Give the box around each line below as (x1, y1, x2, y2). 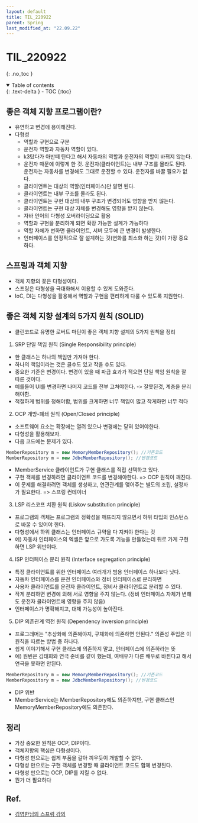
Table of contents (11, 82, 54, 89)
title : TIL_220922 (6, 14, 51, 20)
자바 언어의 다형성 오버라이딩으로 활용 (23, 212, 111, 219)
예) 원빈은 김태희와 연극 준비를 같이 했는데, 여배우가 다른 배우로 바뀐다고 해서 (14, 653, 192, 660)
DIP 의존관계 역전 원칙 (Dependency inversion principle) (14, 618, 149, 625)
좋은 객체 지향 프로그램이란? (6, 106, 102, 117)
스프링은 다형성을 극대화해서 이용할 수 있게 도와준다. (14, 285, 135, 292)
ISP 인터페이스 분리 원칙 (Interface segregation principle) (14, 556, 151, 563)
